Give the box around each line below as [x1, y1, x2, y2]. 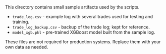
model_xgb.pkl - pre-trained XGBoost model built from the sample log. [12, 29, 155, 35]
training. [12, 19, 30, 25]
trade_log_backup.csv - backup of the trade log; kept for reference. [12, 24, 150, 30]
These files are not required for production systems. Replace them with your [5, 39, 161, 45]
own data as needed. [5, 44, 48, 50]
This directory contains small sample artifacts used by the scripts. [5, 4, 140, 10]
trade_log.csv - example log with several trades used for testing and [12, 14, 153, 19]
